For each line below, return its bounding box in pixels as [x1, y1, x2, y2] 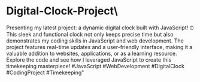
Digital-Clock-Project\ [6, 4, 118, 18]
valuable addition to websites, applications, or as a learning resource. [6, 50, 178, 57]
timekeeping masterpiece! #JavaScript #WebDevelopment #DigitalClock [6, 62, 184, 69]
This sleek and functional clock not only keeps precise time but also [6, 31, 174, 38]
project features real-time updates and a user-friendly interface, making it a [6, 43, 193, 50]
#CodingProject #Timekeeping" [6, 69, 84, 76]
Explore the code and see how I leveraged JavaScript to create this [6, 56, 172, 63]
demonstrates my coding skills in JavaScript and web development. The [6, 37, 184, 44]
